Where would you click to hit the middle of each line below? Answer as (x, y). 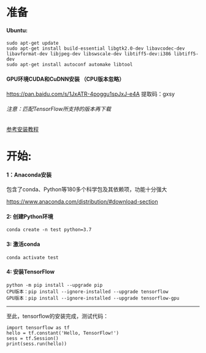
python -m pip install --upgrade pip (55, 285)
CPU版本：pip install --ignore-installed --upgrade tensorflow (87, 292)
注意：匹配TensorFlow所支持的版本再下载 (59, 109)
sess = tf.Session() (33, 338)
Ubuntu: (17, 30)
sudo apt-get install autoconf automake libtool (70, 65)
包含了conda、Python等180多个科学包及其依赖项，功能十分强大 (87, 189)
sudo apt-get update (33, 44)
